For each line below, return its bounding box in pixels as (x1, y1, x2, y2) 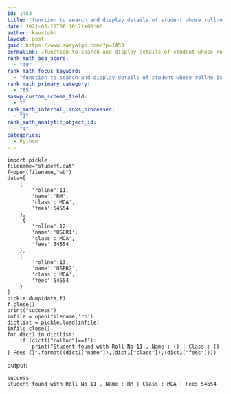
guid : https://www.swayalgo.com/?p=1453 (7, 42, 125, 49)
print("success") (7, 307, 57, 314)
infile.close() (7, 325, 51, 332)
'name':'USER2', (32, 265, 78, 272)
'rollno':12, (32, 223, 69, 230)
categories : (7, 131, 41, 138)
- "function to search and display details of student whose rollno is (13, 74, 223, 81)
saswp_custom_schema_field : (7, 94, 88, 100)
